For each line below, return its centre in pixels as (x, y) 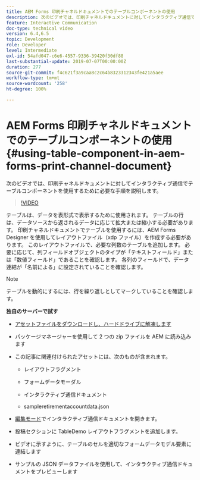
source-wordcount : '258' (37, 84)
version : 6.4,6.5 (28, 34)
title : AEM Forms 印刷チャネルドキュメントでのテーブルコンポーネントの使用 (91, 12)
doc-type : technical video (40, 28)
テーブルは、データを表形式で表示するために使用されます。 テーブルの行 (95, 215)
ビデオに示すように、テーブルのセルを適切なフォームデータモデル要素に (103, 444)
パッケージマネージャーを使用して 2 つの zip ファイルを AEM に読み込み (103, 336)
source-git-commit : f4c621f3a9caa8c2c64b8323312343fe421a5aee (85, 73)
